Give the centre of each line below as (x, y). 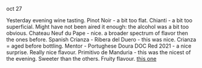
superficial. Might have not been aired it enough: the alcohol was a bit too (97, 27)
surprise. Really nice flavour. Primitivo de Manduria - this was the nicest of (99, 52)
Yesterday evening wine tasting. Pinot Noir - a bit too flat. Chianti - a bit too (99, 20)
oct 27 (14, 9)
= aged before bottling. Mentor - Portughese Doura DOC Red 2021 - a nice (99, 46)
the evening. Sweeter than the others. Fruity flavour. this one (81, 59)
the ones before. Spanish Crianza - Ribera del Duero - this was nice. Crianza (101, 39)
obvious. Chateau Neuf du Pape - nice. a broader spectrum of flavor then (97, 33)
